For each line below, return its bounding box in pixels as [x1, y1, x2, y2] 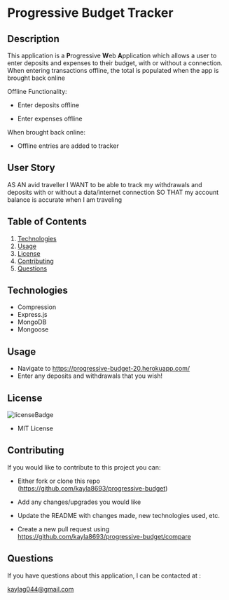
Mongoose [17, 325, 49, 334]
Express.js [17, 311, 48, 319]
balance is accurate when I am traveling [7, 195, 123, 204]
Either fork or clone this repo [17, 477, 100, 485]
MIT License [17, 424, 54, 432]
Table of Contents [7, 216, 88, 228]
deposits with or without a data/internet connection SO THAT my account [7, 188, 219, 196]
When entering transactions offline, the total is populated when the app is [7, 67, 219, 74]
